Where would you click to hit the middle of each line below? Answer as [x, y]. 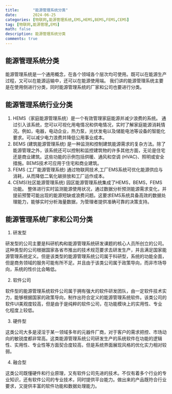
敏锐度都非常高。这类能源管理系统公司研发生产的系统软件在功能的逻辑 [88, 339]
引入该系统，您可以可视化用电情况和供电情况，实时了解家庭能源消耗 [89, 124]
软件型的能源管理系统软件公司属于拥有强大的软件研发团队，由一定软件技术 [84, 291]
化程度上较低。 [21, 310]
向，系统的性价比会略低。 [32, 269]
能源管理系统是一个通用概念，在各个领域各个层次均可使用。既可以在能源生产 [86, 74]
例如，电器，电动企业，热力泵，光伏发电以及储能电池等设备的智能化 [93, 131]
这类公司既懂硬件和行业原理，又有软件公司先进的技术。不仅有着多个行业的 [84, 373]
